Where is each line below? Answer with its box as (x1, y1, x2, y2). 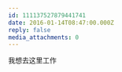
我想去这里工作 (8, 56, 57, 65)
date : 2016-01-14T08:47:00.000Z (8, 19, 114, 27)
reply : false (8, 26, 51, 34)
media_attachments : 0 (8, 33, 79, 41)
